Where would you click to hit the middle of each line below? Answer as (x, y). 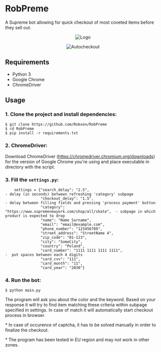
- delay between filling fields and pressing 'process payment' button (80, 203)
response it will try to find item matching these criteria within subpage (76, 305)
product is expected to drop (35, 216)
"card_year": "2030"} (62, 268)
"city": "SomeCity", (61, 242)
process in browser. (25, 315)
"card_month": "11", (61, 264)
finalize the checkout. (27, 330)
